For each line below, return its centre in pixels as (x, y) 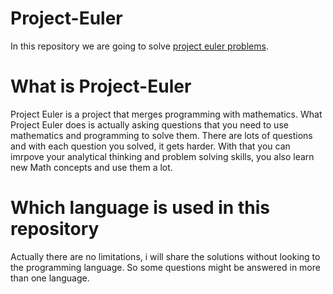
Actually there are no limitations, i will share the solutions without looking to (165, 256)
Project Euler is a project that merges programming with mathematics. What (166, 114)
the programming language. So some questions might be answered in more (165, 267)
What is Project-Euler (101, 86)
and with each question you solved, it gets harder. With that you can (150, 146)
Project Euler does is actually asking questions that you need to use (149, 124)
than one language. (50, 278)
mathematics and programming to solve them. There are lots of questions (161, 135)
